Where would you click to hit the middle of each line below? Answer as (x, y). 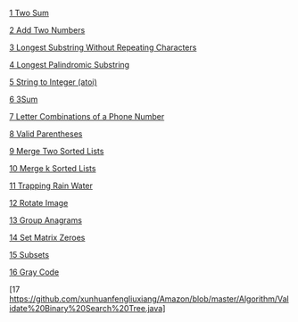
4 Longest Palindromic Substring (70, 65)
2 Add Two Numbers (47, 30)
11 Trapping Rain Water (51, 186)
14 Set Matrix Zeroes (47, 237)
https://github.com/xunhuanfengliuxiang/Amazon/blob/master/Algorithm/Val (149, 299)
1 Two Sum (29, 13)
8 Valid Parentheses (46, 134)
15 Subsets (29, 255)
